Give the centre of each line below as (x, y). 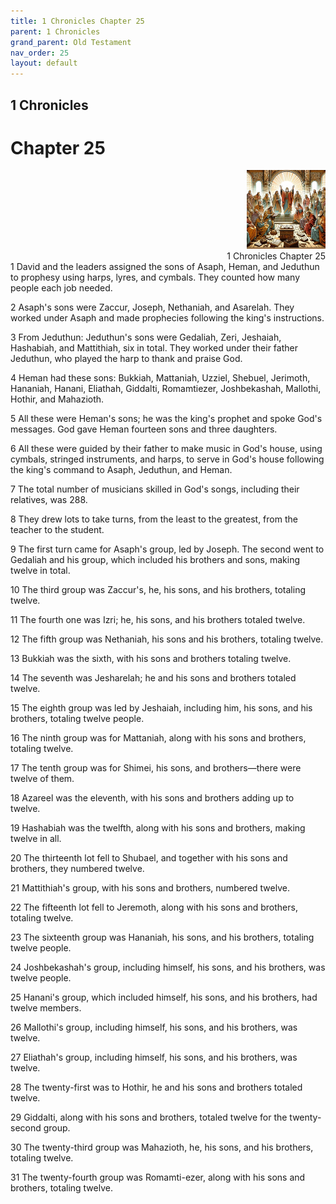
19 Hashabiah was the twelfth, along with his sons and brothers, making (158, 828)
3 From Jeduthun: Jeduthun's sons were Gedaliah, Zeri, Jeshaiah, (146, 337)
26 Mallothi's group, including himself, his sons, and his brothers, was (154, 1027)
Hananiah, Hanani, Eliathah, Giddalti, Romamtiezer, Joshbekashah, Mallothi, (166, 389)
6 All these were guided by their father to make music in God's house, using (166, 449)
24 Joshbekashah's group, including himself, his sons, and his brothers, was (168, 967)
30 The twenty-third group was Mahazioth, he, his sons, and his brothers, (162, 1147)
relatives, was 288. (49, 500)
